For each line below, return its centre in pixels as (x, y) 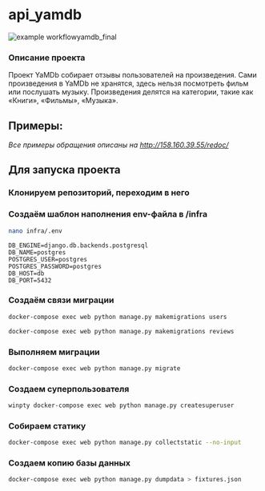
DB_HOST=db (26, 273)
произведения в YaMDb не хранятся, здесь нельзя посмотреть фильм (128, 84)
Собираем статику (47, 425)
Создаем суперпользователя (69, 389)
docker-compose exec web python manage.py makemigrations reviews (121, 331)
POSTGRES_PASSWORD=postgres (55, 266)
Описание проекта (47, 58)
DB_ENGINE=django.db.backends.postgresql (78, 245)
